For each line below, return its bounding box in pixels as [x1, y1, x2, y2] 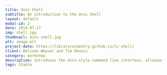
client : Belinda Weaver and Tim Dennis [5, 48, 88, 53]
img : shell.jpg [5, 30, 37, 35]
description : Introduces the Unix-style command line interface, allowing [5, 58, 164, 63]
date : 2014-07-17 [5, 26, 41, 31]
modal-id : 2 [5, 21, 30, 26]
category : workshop [5, 53, 46, 58]
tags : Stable [5, 62, 32, 67]
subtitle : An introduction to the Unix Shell [5, 12, 101, 17]
